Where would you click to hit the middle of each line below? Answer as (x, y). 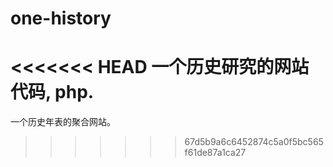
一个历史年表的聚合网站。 (63, 122)
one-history (61, 18)
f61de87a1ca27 (215, 153)
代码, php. (52, 92)
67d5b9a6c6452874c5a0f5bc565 (254, 142)
